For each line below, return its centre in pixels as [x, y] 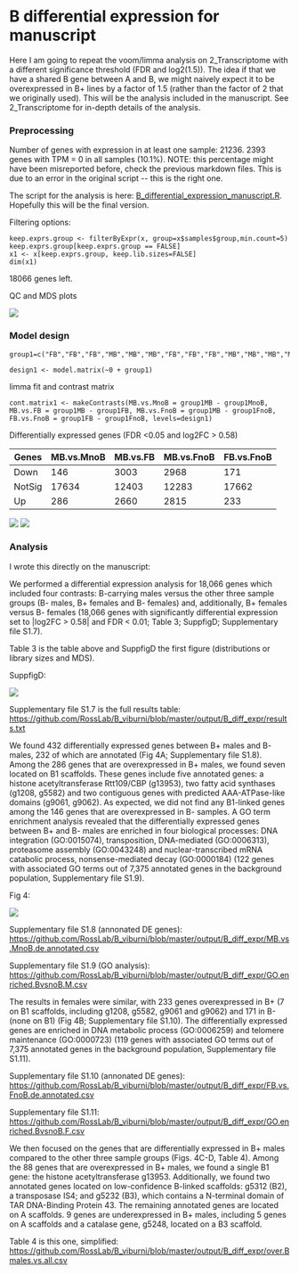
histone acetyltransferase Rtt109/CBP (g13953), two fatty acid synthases [142, 783]
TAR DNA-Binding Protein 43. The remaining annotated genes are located [144, 1204]
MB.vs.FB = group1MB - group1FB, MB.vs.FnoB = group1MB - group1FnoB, [143, 411]
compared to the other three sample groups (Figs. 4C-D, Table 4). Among [144, 1157]
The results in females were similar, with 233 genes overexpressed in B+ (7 [147, 1001]
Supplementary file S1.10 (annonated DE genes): [97, 1075]
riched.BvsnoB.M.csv [48, 984]
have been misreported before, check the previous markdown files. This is [145, 169]
